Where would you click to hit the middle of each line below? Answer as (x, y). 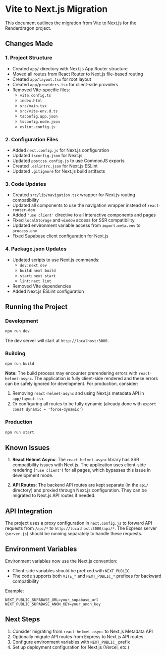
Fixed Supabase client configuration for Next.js (60, 236)
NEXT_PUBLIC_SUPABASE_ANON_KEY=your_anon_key (53, 604)
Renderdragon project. (28, 28)
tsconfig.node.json (40, 122)
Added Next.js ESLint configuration (48, 291)
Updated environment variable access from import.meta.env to (76, 225)
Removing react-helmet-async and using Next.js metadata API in (78, 393)
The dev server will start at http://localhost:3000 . (57, 341)
